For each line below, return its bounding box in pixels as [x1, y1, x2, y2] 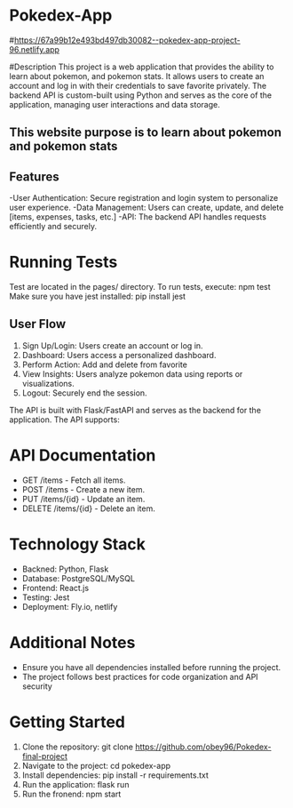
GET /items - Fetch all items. [21, 475, 126, 485]
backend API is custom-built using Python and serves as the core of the [9, 90, 273, 100]
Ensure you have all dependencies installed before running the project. [21, 661, 281, 672]
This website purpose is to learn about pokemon [9, 125, 282, 140]
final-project [21, 750, 68, 761]
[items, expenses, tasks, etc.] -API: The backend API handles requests [9, 212, 266, 222]
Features [9, 169, 59, 184]
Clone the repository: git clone [21, 741, 133, 752]
